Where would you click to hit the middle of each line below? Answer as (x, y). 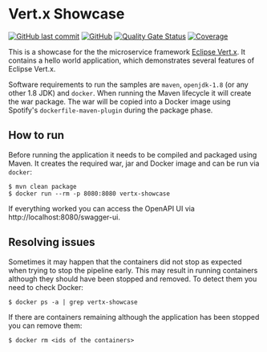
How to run (36, 135)
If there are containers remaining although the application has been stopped (134, 317)
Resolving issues (52, 242)
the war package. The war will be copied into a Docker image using (119, 101)
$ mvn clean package (43, 186)
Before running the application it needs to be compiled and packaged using (133, 154)
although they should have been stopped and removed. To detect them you (133, 279)
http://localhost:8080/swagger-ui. (64, 217)
